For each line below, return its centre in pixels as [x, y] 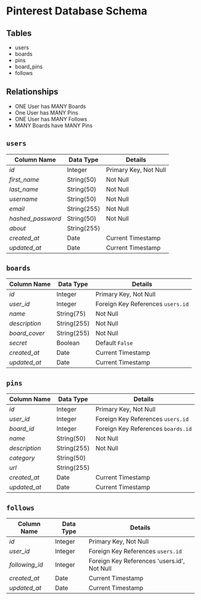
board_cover [27, 333]
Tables [19, 33]
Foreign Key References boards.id [144, 429]
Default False [114, 343]
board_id [22, 429]
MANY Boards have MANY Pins [54, 125]
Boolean [68, 343]
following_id [26, 565]
